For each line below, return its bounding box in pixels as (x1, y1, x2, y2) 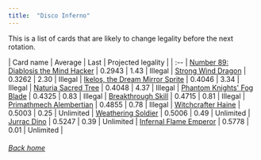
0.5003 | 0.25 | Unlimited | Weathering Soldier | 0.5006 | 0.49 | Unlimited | (8, 108, 251, 118)
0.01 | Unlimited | (8, 125, 63, 135)
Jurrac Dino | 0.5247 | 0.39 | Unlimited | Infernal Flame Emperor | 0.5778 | (8, 116, 250, 126)
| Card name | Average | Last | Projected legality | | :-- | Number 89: (8, 57, 229, 67)
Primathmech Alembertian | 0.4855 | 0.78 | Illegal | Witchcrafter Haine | (8, 100, 240, 109)
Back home (8, 143, 46, 153)
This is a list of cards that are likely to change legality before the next (8, 33, 234, 43)
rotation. (8, 41, 36, 52)
